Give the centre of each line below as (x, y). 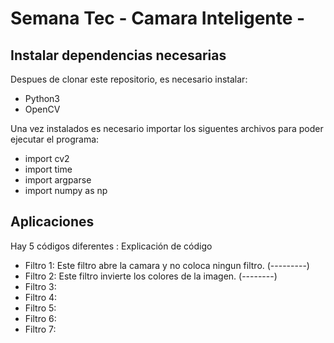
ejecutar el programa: (55, 139)
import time (48, 169)
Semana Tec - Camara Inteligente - (158, 18)
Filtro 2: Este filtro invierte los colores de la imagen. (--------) (151, 276)
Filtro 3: (40, 286)
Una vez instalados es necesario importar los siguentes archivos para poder (167, 128)
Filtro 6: (40, 318)
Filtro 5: (40, 308)
